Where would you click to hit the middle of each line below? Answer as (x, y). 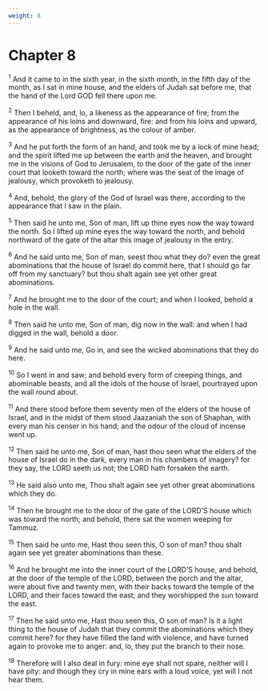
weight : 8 (25, 16)
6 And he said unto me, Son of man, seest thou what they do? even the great (134, 255)
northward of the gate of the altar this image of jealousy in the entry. (121, 239)
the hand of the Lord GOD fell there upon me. (83, 96)
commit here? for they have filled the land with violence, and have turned (129, 637)
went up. (23, 434)
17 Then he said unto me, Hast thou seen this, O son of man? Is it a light (126, 620)
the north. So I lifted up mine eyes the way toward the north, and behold (127, 231)
